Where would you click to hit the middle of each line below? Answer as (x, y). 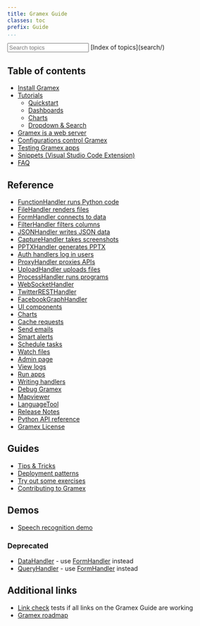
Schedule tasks (40, 344)
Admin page (35, 359)
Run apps (31, 374)
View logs (32, 367)
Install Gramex (38, 88)
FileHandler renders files (53, 209)
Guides (24, 449)
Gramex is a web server (52, 133)
